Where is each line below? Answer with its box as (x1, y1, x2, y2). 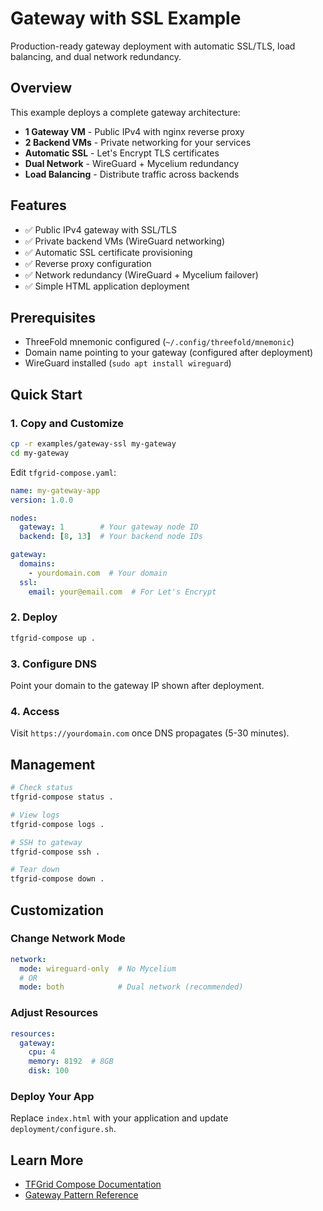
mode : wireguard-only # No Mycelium (19, 963, 177, 974)
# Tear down (10, 865, 60, 875)
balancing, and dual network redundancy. (10, 50, 182, 62)
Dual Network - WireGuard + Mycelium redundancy (24, 157, 240, 169)
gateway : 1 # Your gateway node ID (19, 522, 199, 532)
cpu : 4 (28, 1047, 56, 1057)
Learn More (10, 1152, 84, 1169)
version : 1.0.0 (10, 495, 74, 505)
